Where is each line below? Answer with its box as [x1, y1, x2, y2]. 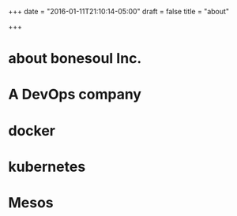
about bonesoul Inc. [8, 50, 142, 68]
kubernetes [8, 158, 86, 176]
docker [8, 121, 55, 140]
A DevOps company [8, 86, 142, 103]
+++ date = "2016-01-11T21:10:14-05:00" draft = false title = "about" [8, 7, 230, 16]
